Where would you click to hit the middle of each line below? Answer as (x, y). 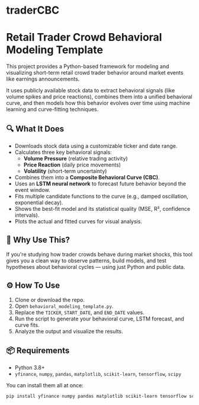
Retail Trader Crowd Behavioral (84, 38)
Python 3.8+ (30, 368)
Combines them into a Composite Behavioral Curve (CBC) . (87, 177)
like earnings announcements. (43, 79)
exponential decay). (39, 202)
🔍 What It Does (35, 129)
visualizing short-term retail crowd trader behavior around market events (95, 73)
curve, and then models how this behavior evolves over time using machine (98, 103)
